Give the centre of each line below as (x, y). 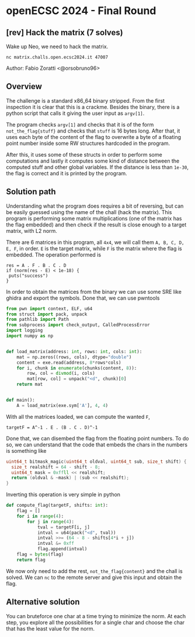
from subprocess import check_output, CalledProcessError (78, 325)
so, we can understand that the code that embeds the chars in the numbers (97, 445)
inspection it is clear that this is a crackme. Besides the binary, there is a (93, 107)
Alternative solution (43, 602)
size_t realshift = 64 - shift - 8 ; (56, 467)
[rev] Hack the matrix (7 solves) (65, 33)
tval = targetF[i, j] (64, 527)
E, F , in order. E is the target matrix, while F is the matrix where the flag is (94, 248)
